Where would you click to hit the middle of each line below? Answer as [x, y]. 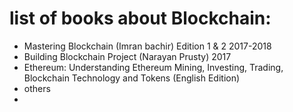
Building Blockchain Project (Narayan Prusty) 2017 [127, 56]
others [37, 88]
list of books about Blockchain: [140, 18]
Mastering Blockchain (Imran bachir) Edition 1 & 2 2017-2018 [147, 46]
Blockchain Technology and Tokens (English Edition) [132, 78]
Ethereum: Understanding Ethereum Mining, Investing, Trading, [153, 67]
